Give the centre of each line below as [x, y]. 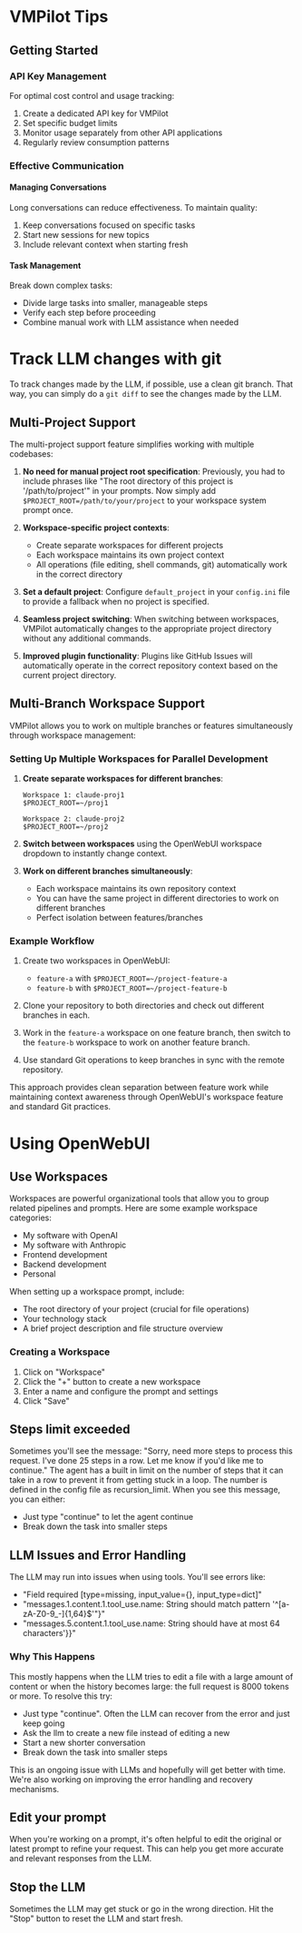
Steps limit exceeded [70, 1430]
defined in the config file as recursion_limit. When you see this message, [145, 1490]
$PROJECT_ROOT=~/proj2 [65, 827]
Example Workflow [52, 941]
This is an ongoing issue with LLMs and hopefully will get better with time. [147, 1770]
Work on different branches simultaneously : [107, 871]
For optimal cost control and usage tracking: [92, 95]
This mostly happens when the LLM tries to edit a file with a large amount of [151, 1676]
